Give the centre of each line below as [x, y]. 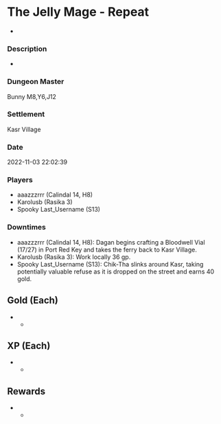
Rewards [26, 391]
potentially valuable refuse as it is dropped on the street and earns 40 [116, 271]
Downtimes [26, 227]
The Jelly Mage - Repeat [78, 12]
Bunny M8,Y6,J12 [32, 96]
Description [27, 49]
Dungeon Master [36, 82]
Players [20, 180]
